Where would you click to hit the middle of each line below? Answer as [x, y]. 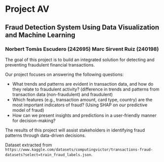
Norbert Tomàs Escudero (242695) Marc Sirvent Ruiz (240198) [82, 49]
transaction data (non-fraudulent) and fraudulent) [63, 94]
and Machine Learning [40, 35]
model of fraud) [28, 110]
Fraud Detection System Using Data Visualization [82, 27]
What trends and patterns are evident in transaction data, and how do [83, 84]
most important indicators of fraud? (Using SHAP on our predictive [80, 105]
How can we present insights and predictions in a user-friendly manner [84, 115]
